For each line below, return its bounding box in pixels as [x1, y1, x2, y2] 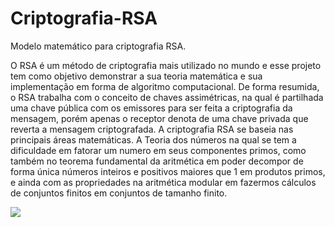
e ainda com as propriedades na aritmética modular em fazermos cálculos [10, 176, 317, 188]
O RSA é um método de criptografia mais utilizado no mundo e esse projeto [10, 59, 322, 71]
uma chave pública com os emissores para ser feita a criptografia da [10, 102, 293, 114]
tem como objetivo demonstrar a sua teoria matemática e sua [10, 70, 263, 82]
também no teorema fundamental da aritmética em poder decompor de [10, 155, 304, 167]
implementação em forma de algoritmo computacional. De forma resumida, [10, 80, 320, 92]
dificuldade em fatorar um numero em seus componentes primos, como [10, 144, 307, 156]
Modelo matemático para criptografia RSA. [10, 40, 187, 52]
